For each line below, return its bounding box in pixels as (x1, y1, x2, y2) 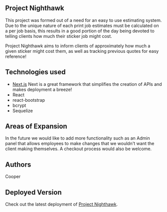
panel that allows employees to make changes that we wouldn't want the (5, 141, 155, 147)
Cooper (5, 174, 21, 180)
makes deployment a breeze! (12, 86, 72, 92)
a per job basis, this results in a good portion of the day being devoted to (5, 27, 155, 34)
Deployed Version (5, 188, 62, 197)
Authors (5, 160, 31, 169)
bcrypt (12, 102, 26, 108)
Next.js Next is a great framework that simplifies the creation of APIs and (12, 81, 162, 87)
